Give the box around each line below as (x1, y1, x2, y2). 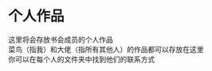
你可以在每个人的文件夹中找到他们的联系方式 (8, 54, 155, 64)
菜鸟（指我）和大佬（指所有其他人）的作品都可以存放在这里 (8, 44, 204, 54)
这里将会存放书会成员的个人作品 (8, 35, 113, 44)
